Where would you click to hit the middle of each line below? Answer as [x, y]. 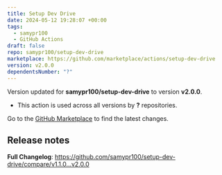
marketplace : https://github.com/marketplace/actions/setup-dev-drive [111, 59]
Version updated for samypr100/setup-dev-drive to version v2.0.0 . [105, 92]
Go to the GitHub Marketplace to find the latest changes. [88, 118]
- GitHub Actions [39, 40]
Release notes [39, 140]
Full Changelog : [30, 157]
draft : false [26, 46]
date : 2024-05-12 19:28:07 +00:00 [57, 20]
